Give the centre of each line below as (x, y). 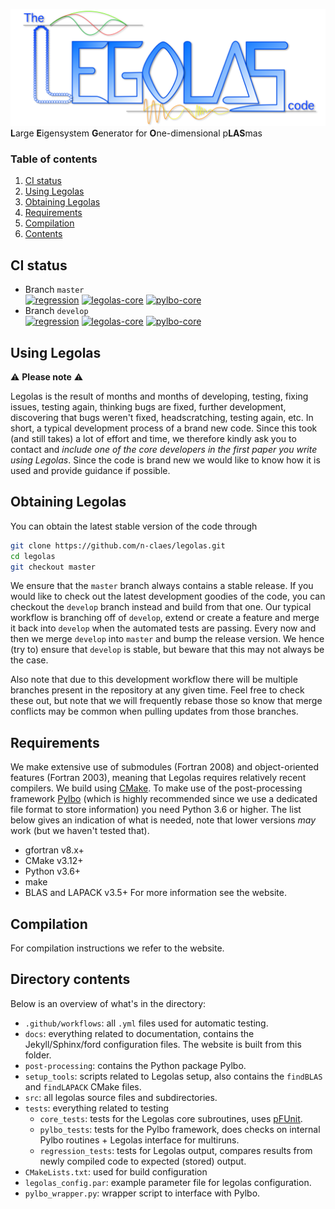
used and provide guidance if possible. (90, 470)
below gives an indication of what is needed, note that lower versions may (163, 820)
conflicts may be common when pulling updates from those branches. (154, 711)
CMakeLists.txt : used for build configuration (116, 1171)
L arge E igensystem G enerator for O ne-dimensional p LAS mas (136, 133)
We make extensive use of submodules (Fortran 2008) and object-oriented (165, 767)
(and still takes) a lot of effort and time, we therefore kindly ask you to (153, 438)
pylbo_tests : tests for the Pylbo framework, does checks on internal (180, 1129)
